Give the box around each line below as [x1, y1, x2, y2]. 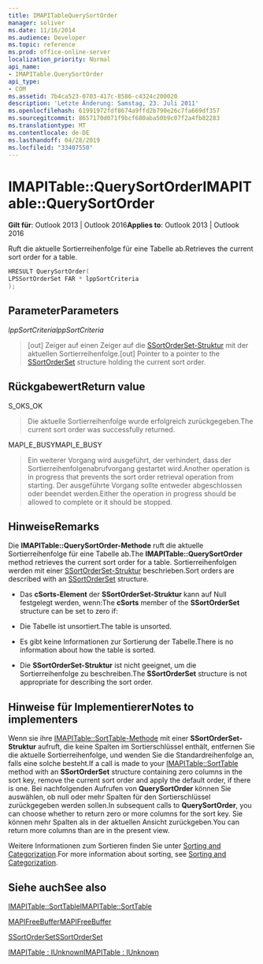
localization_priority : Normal [8, 56, 111, 64]
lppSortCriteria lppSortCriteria [8, 325, 104, 334]
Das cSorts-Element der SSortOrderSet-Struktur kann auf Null [19, 589, 227, 600]
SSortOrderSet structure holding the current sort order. [27, 357, 206, 367]
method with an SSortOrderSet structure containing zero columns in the [8, 767, 243, 777]
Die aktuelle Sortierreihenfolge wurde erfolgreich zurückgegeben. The [27, 416, 254, 426]
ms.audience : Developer [8, 33, 87, 42]
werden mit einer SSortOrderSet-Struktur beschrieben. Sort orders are [8, 566, 235, 576]
